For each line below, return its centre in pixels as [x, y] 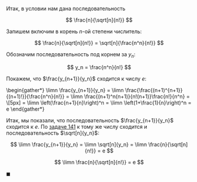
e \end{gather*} [25, 109]
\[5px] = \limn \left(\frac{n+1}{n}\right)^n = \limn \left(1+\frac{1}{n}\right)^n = [99, 102]
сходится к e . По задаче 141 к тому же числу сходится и [77, 126]
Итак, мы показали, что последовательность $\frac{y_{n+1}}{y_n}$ [90, 120]
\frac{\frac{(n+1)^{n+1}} [154, 90]
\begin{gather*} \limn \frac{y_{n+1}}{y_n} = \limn [65, 90]
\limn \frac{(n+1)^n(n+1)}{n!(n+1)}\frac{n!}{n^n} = [130, 96]
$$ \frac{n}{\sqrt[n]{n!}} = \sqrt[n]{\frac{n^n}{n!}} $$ [99, 43]
